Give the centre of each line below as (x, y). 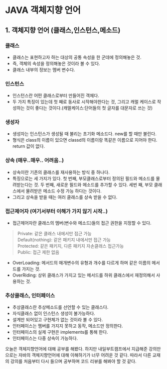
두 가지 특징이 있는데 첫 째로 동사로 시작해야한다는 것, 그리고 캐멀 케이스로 (84, 102)
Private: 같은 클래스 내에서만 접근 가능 (54, 234)
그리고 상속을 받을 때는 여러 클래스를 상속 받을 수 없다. (65, 197)
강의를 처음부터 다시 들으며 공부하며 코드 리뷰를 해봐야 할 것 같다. (73, 362)
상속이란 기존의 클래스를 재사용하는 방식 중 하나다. (61, 172)
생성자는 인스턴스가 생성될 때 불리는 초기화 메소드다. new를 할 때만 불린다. (84, 134)
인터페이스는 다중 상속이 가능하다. (45, 338)
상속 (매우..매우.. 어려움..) (34, 161)
